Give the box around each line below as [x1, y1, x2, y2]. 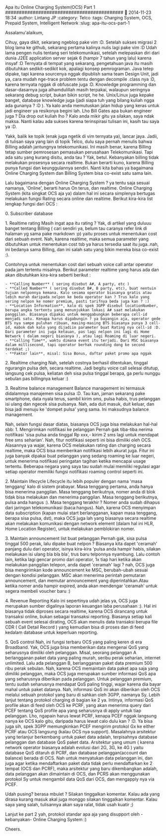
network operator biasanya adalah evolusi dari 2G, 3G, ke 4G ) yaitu [5, 745, 144, 750]
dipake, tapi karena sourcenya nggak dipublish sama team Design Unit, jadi [5, 71, 159, 76]
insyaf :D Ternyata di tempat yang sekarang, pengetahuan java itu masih [5, 61, 153, 66]
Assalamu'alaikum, [5, 30, 44, 35]
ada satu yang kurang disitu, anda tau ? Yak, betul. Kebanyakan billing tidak [5, 154, 159, 160]
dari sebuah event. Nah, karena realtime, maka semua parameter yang [5, 236, 149, 242]
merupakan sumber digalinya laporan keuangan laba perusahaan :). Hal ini [5, 603, 157, 609]
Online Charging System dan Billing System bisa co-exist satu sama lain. [5, 170, 153, 176]
